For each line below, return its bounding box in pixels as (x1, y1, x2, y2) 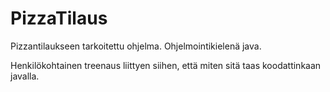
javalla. (10, 70, 40, 82)
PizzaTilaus (10, 7, 108, 30)
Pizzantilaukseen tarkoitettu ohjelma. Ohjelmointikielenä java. (10, 40, 262, 52)
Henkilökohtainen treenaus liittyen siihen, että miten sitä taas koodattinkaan (10, 59, 322, 71)
